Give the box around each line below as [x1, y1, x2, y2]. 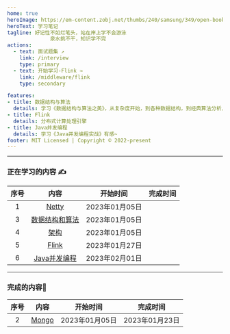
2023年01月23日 [123, 316, 180, 325]
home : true [7, 10, 38, 17]
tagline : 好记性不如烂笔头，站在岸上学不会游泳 [7, 29, 127, 36]
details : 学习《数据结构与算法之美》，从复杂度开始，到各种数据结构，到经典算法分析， [13, 105, 227, 112]
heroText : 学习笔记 [7, 23, 59, 29]
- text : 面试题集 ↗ [13, 49, 65, 55]
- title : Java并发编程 [7, 124, 68, 131]
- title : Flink [7, 112, 51, 118]
